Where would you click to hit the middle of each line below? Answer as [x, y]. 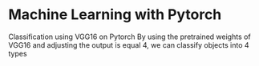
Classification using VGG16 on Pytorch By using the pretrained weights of [129, 37]
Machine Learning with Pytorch [115, 15]
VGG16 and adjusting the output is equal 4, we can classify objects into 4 [129, 45]
